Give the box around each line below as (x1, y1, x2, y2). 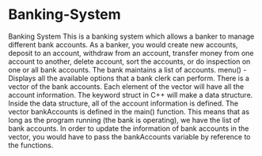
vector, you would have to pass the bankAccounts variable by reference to (8, 132, 251, 141)
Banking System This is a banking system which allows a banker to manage (8, 32, 255, 41)
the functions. (8, 140, 54, 150)
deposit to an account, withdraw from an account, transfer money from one (8, 48, 255, 58)
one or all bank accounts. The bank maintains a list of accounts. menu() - (8, 65, 247, 74)
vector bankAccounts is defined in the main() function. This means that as (8, 106, 250, 116)
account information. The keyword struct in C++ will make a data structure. (8, 90, 253, 99)
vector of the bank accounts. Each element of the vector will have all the (8, 81, 244, 91)
